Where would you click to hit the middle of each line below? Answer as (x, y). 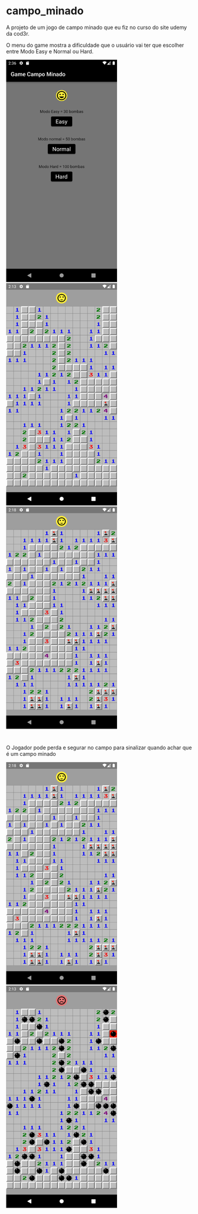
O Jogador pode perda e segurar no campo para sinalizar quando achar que (99, 747)
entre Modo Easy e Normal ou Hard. (50, 51)
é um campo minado (31, 754)
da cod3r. (18, 33)
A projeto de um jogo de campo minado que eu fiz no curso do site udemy (97, 27)
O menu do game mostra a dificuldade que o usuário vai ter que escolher (95, 45)
